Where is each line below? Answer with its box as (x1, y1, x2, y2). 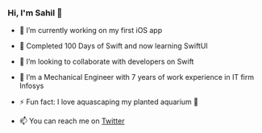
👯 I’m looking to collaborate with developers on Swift (19, 56, 194, 67)
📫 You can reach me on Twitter (19, 116, 125, 126)
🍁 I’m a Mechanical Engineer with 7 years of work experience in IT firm (19, 73, 255, 82)
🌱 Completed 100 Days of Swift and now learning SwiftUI (19, 41, 209, 51)
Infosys (19, 81, 44, 91)
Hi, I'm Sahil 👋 (7, 7, 63, 19)
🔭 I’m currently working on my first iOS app (19, 26, 163, 35)
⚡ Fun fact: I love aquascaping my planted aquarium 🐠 (19, 97, 199, 107)
